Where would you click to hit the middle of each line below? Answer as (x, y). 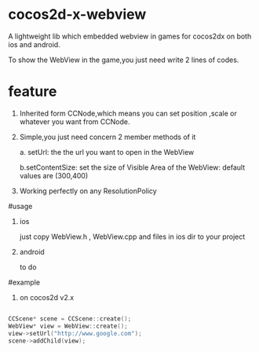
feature (33, 92)
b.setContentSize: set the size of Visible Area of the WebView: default (132, 167)
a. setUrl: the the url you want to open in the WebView (107, 152)
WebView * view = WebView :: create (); (68, 326)
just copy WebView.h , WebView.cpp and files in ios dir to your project (132, 236)
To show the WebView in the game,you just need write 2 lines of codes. (124, 60)
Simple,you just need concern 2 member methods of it (108, 137)
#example (24, 282)
